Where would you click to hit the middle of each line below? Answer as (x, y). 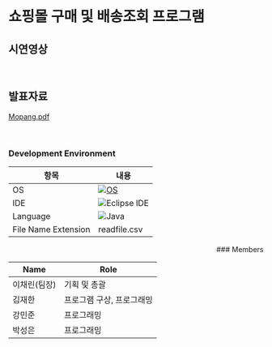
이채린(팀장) (34, 285)
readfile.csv (121, 229)
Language (32, 216)
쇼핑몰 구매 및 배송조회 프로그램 (106, 17)
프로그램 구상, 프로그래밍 (108, 300)
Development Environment (62, 153)
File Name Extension (51, 229)
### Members (240, 250)
